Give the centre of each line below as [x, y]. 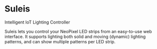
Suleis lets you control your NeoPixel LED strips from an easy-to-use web [78, 31]
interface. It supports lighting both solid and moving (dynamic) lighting [75, 37]
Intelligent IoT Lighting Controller [37, 22]
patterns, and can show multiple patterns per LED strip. [60, 41]
